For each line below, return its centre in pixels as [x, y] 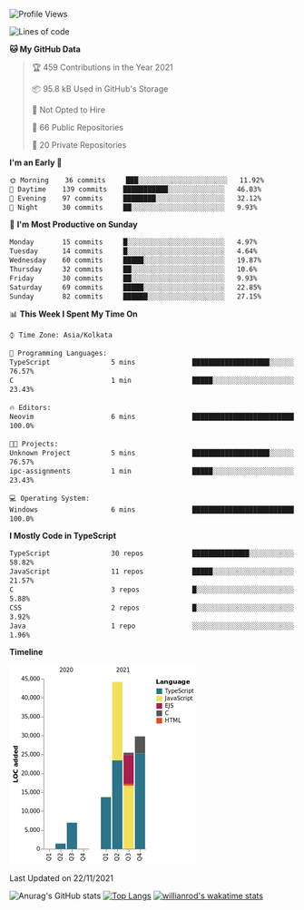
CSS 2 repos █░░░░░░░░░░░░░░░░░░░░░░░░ [152, 608]
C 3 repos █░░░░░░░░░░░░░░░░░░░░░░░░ [152, 590]
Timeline [26, 652]
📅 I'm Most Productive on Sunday [74, 224]
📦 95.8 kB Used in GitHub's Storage [100, 89]
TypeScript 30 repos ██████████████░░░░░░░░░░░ [152, 553]
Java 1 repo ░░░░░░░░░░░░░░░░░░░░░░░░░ [152, 626]
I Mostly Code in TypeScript [63, 536]
